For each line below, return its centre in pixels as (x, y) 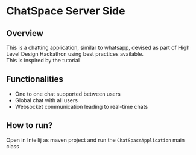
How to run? (30, 125)
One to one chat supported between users (68, 94)
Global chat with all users (46, 100)
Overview (25, 33)
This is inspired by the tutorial (43, 60)
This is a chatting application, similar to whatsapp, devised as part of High (98, 47)
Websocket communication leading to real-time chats (81, 106)
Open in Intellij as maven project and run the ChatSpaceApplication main (96, 140)
